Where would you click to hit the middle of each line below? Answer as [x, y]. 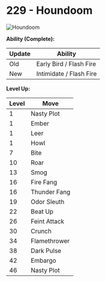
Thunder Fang [51, 192]
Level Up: [18, 89]
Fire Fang [44, 182]
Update [20, 54]
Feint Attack [48, 221]
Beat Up [42, 211]
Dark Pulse [46, 251]
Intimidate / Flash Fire [66, 74]
